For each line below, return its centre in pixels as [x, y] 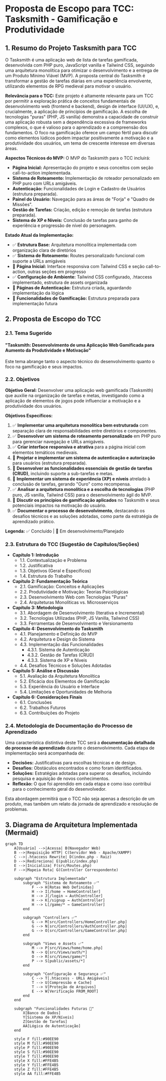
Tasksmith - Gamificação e [61, 19]
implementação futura [35, 303]
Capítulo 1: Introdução [35, 555]
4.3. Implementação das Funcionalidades [62, 645]
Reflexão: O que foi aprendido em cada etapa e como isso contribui [82, 784]
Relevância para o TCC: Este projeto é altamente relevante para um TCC [79, 96]
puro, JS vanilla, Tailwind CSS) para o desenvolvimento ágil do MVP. [82, 495]
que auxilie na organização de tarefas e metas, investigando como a [75, 395]
